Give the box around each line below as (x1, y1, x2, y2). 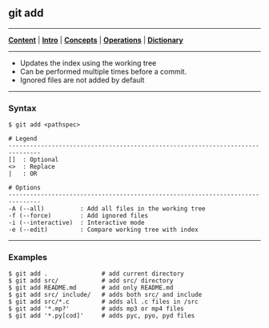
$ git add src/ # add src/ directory (8, 277, 174, 285)
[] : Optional (8, 156, 59, 164)
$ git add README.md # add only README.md (8, 284, 174, 292)
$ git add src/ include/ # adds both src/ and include (8, 291, 203, 299)
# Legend (8, 135, 38, 143)
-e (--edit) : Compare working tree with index (8, 226, 199, 234)
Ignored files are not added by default (19, 75, 145, 85)
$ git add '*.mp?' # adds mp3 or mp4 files (8, 305, 184, 313)
